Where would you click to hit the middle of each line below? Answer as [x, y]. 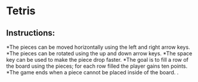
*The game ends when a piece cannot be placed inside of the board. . [92, 72]
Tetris [21, 11]
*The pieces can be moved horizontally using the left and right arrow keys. [98, 47]
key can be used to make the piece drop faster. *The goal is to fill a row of [98, 60]
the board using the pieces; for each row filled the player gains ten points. [97, 66]
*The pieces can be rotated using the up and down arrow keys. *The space [99, 53]
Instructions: [31, 33]
